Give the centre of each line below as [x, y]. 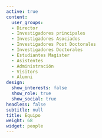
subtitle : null [25, 110]
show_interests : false [39, 88]
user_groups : [27, 22]
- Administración [33, 66]
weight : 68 [19, 121]
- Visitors [25, 72]
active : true [22, 11]
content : [17, 17]
